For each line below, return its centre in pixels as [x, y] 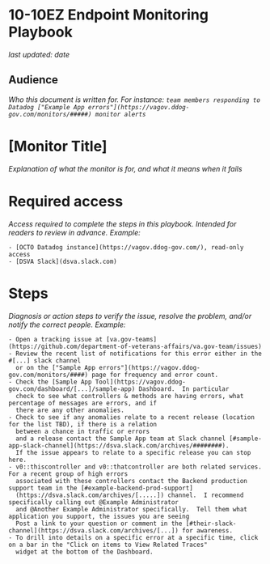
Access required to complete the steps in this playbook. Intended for [122, 223]
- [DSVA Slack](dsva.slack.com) [63, 261]
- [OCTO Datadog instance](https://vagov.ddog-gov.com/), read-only [126, 247]
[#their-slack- [211, 524]
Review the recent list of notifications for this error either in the [139, 354]
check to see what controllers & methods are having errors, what [130, 396]
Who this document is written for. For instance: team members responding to [135, 100]
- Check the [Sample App [50, 382]
